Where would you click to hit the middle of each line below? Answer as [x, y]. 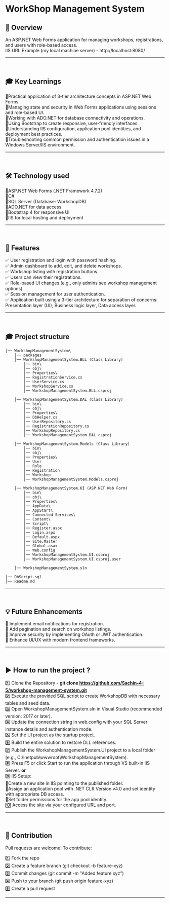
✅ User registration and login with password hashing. [61, 260]
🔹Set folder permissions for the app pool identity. [56, 799]
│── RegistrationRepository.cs [56, 426]
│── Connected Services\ [50, 515]
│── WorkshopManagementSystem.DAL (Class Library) [69, 400]
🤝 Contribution [29, 836]
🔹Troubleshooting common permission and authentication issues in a [77, 139]
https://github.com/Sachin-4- [112, 683]
